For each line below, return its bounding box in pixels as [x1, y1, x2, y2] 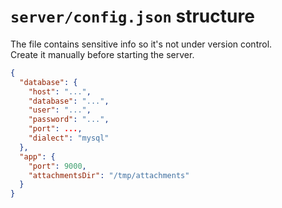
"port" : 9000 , [28, 161, 87, 171]
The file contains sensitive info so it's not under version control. [10, 38, 273, 50]
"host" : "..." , [28, 86, 92, 97]
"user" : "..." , [28, 105, 92, 115]
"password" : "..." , [28, 115, 110, 125]
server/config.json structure [10, 5, 255, 28]
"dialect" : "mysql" [28, 133, 110, 144]
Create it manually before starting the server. [10, 48, 195, 60]
